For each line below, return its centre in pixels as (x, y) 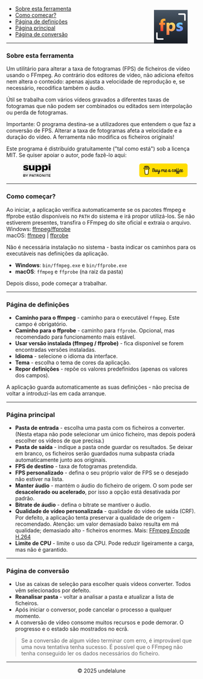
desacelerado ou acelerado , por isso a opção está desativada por (98, 492)
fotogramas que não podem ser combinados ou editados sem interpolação (99, 106)
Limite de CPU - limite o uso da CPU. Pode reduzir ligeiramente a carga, (105, 543)
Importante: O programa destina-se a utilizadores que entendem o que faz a (101, 124)
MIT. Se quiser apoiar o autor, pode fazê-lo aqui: (66, 155)
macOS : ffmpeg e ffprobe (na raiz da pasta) (69, 272)
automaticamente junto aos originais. (61, 460)
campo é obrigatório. (41, 324)
